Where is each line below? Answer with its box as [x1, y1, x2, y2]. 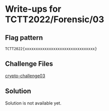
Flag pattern [5, 33, 43, 42]
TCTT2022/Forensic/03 [5, 14, 104, 25]
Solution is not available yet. [5, 100, 62, 106]
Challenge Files [5, 60, 53, 68]
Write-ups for [5, 3, 62, 15]
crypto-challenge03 [5, 73, 45, 79]
